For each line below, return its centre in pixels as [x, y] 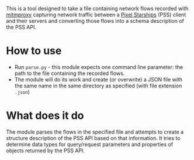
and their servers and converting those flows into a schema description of [95, 21]
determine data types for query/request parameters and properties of [90, 144]
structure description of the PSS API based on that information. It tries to [93, 138]
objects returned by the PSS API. [46, 150]
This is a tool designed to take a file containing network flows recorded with [97, 8]
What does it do [45, 116]
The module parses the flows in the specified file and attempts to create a [95, 132]
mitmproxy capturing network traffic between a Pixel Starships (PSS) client [96, 15]
